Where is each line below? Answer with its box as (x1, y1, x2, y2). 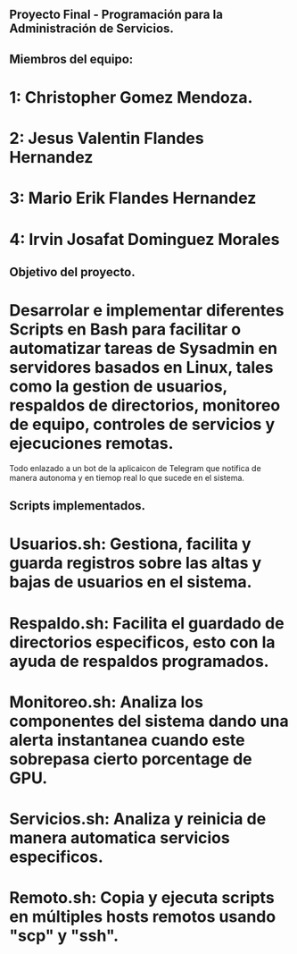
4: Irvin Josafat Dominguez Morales (9, 229, 280, 249)
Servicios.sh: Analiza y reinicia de (9, 809, 267, 829)
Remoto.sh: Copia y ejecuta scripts (9, 888, 275, 908)
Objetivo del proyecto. (9, 264, 136, 280)
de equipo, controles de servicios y (9, 415, 275, 435)
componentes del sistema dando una (9, 711, 290, 731)
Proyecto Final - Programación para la (9, 7, 223, 22)
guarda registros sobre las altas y (9, 553, 262, 573)
